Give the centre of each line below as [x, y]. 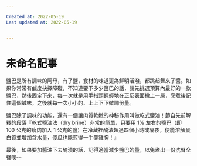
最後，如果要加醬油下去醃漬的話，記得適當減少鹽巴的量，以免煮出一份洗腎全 [98, 150]
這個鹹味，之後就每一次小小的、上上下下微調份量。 [73, 103]
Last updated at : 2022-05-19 [42, 22]
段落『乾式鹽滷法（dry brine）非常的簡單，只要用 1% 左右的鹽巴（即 [99, 123]
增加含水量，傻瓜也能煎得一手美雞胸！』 [70, 137]
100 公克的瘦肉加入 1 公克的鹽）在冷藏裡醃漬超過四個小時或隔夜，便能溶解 [96, 130]
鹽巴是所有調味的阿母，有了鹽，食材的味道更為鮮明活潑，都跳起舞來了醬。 [96, 81]
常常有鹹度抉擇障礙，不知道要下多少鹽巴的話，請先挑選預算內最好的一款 [103, 88]
